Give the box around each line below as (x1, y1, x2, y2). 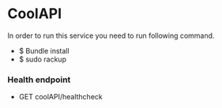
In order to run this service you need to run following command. (7, 31, 215, 40)
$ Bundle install (18, 46, 70, 55)
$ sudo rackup (18, 54, 66, 64)
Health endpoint (7, 74, 71, 85)
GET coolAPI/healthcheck (18, 92, 103, 102)
